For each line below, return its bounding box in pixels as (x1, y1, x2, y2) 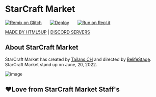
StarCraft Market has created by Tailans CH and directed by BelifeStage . (5, 56, 152, 62)
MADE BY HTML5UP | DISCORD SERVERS (5, 29, 90, 35)
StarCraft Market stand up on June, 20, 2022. (5, 61, 97, 67)
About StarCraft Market (5, 43, 78, 52)
